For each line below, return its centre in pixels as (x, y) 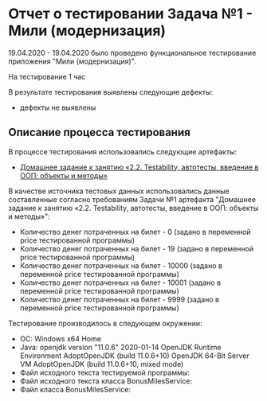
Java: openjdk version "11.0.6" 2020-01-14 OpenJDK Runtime (120, 347)
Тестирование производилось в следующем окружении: (105, 323)
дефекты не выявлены (58, 107)
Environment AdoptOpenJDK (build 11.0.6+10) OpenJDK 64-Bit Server (134, 356)
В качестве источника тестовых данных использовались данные (119, 191)
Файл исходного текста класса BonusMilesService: (106, 381)
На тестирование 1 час (47, 76)
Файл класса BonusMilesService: (75, 389)
